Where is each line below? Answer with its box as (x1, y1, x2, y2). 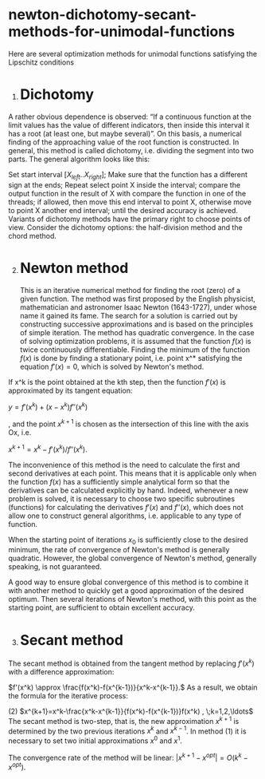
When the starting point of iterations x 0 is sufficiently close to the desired (8, 535, 248, 546)
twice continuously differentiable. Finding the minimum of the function (19, 345, 251, 354)
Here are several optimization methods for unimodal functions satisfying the (8, 49, 257, 58)
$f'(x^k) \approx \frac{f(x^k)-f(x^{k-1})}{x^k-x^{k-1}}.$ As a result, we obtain (8, 682, 258, 692)
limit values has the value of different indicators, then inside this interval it (8, 120, 250, 129)
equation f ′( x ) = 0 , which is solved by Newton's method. (19, 362, 205, 371)
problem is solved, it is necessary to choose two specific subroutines (8, 493, 236, 504)
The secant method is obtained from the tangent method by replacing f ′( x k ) (8, 657, 255, 668)
